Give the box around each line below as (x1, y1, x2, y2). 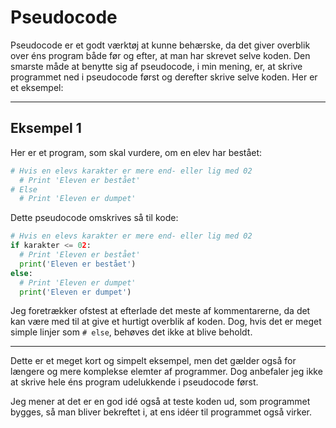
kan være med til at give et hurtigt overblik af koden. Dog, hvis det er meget (10, 316, 322, 328)
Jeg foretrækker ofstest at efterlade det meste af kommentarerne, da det (10, 305, 311, 317)
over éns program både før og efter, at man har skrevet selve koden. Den (10, 49, 311, 61)
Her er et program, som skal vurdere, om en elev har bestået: (10, 146, 263, 158)
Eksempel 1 (10, 120, 82, 137)
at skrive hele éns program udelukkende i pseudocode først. (10, 376, 259, 388)
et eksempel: (10, 81, 64, 93)
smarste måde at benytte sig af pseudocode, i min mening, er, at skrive (10, 60, 303, 72)
